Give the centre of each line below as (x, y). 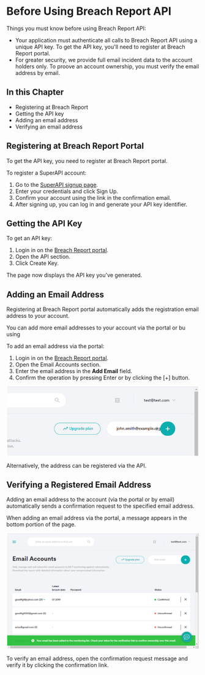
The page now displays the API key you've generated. (74, 275)
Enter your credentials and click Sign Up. (66, 191)
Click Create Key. (37, 263)
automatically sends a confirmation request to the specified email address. (100, 506)
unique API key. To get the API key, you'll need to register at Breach (100, 47)
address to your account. (38, 316)
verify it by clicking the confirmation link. (58, 665)
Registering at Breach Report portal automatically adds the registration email (102, 309)
